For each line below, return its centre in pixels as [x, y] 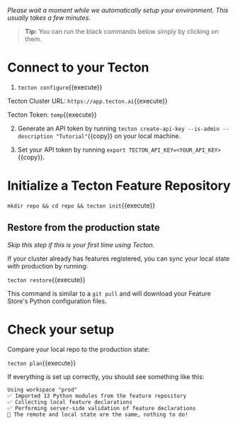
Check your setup [61, 329]
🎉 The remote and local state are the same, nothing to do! [98, 414]
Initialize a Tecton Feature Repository [119, 186]
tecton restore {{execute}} [47, 280]
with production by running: [48, 266]
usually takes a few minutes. [49, 18]
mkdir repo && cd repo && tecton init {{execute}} [81, 205]
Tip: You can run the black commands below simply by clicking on [121, 32]
